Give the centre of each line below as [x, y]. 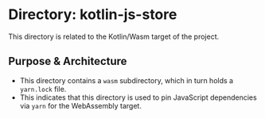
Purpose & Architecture [68, 61]
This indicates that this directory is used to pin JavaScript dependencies [138, 97]
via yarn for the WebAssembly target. [80, 105]
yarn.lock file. [43, 89]
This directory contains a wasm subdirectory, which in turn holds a [126, 80]
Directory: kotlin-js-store [93, 15]
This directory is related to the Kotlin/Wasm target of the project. [114, 36]
